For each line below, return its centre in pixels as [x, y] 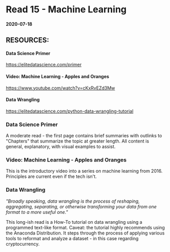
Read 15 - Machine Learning [66, 10]
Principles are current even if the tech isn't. [51, 176]
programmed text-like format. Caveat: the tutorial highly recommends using [86, 227]
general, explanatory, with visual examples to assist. [61, 147]
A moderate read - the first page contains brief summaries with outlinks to [84, 136]
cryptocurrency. [23, 244]
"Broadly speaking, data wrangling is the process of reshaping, [73, 201]
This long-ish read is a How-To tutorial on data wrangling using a [74, 222]
